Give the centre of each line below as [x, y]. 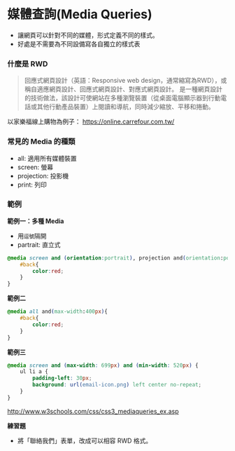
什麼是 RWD [28, 64]
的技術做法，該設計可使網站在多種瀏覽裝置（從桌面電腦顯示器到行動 [122, 98]
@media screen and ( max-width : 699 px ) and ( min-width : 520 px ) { [103, 365]
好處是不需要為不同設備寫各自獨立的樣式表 [79, 43]
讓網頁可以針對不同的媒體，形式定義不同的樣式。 [88, 35]
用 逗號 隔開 [32, 236]
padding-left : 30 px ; [62, 378]
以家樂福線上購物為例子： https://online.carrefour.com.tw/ [91, 122]
